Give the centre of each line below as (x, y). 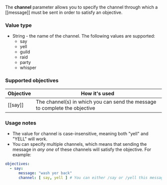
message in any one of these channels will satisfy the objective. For (82, 149)
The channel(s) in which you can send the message (96, 102)
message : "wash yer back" (45, 173)
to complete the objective (65, 108)
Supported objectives (32, 80)
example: (22, 154)
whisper (28, 68)
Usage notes (21, 123)
